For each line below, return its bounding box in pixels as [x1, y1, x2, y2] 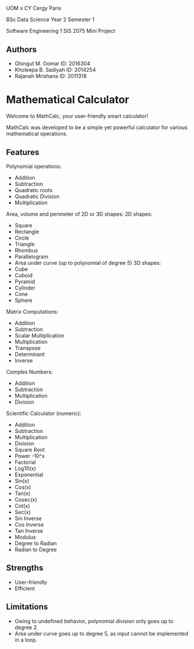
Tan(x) [14, 490, 31, 497]
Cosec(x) [14, 496, 37, 503]
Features [6, 147, 39, 157]
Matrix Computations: [6, 308, 59, 315]
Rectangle [14, 228, 39, 235]
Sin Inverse [14, 515, 42, 522]
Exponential [14, 471, 44, 478]
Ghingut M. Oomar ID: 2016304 [14, 60, 91, 67]
